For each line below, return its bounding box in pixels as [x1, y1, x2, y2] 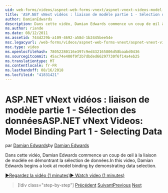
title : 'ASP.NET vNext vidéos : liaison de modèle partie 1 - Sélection [5, 12, 160, 17]
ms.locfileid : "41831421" [5, 72, 59, 77]
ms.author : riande [5, 26, 43, 31]
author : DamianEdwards [5, 16, 52, 21]
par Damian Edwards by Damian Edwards [5, 142, 89, 148]
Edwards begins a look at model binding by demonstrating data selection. [5, 162, 156, 168]
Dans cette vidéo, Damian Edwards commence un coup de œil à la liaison [5, 152, 156, 158]
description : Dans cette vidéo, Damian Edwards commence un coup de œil [5, 21, 160, 26]
